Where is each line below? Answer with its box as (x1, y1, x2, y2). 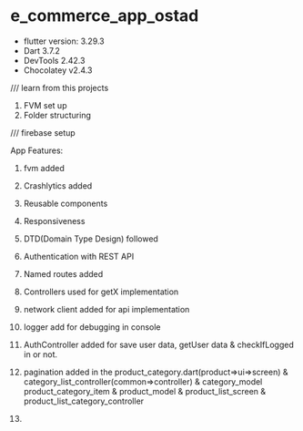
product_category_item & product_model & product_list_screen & (23, 385, 267, 396)
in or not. (23, 348, 58, 360)
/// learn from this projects (10, 82, 109, 93)
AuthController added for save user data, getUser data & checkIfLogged (23, 339, 295, 350)
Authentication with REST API (23, 251, 135, 262)
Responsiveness (23, 215, 86, 226)
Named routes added (23, 268, 104, 279)
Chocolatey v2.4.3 (23, 65, 93, 76)
